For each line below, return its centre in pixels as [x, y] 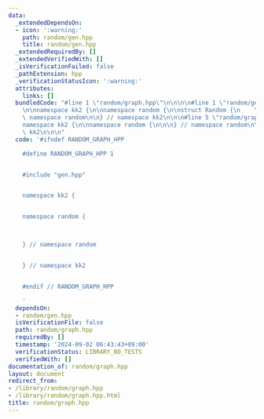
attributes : [35, 88]
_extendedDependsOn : [49, 23]
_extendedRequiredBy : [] [56, 52]
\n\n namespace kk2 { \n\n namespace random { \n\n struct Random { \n [132, 111]
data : [17, 15]
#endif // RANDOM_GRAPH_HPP [68, 286]
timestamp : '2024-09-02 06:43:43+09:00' [82, 344]
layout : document [37, 373]
